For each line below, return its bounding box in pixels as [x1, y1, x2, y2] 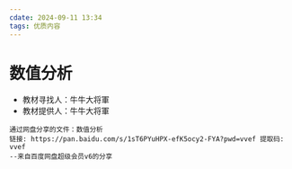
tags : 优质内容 [9, 22, 61, 31]
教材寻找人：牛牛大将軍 [22, 94, 110, 105]
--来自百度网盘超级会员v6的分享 [9, 152, 113, 162]
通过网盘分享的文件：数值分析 [9, 125, 103, 135]
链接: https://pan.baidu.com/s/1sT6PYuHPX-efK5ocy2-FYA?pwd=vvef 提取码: [9, 135, 285, 144]
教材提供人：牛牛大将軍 [22, 105, 110, 117]
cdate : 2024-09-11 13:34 [9, 13, 102, 22]
